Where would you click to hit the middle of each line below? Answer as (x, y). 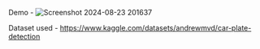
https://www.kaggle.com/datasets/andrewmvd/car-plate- (156, 28)
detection (24, 37)
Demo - (21, 12)
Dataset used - (33, 28)
